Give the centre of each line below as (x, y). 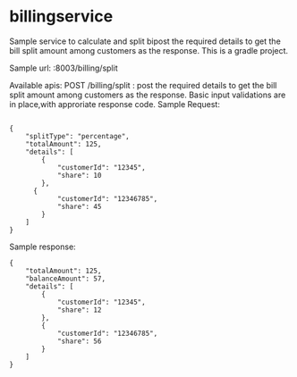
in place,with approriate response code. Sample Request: (115, 104)
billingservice (61, 17)
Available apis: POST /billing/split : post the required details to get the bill (143, 85)
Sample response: (42, 247)
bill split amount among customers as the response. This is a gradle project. (149, 50)
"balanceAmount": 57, (65, 279)
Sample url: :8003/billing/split (64, 68)
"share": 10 (79, 175)
